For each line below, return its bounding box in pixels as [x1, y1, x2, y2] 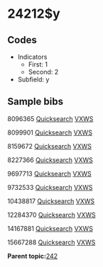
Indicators [17, 52, 48, 61]
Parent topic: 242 [7, 251, 58, 260]
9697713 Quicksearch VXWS [7, 169, 92, 178]
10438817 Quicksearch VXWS [7, 197, 94, 205]
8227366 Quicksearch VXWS [7, 155, 94, 164]
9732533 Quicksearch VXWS [7, 183, 93, 191]
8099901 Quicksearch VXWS [7, 128, 92, 137]
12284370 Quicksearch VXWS [7, 210, 96, 219]
